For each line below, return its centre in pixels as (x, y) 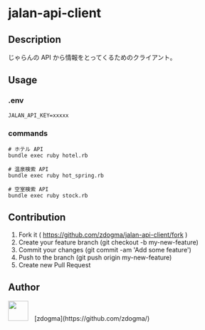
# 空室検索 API (28, 189)
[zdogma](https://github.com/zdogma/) (92, 318)
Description (35, 40)
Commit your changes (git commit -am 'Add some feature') (105, 249)
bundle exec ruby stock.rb (48, 195)
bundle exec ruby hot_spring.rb (56, 175)
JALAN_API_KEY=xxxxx (39, 115)
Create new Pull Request (54, 264)
